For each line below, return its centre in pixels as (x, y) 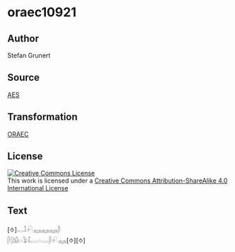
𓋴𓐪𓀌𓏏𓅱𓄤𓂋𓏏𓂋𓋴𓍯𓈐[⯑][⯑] (47, 241)
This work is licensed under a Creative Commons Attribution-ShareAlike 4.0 (117, 181)
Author (23, 39)
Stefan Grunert (29, 55)
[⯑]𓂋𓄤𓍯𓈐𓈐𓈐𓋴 (34, 230)
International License (38, 188)
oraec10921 (42, 12)
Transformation (42, 117)
